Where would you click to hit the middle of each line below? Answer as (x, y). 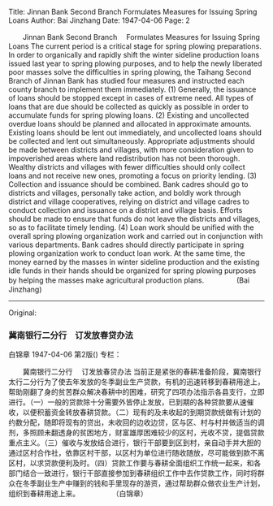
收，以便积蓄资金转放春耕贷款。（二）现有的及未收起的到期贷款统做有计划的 (135, 413)
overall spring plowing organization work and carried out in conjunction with (136, 236)
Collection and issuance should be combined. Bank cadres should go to (128, 184)
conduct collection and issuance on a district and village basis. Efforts (126, 210)
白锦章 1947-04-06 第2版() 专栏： (65, 355)
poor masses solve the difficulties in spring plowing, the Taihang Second (130, 72)
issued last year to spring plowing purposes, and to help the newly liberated (135, 63)
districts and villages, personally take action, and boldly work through (125, 193)
